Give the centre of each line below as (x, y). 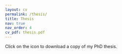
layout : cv (16, 10)
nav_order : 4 (18, 28)
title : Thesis (20, 19)
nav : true (15, 23)
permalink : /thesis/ (26, 14)
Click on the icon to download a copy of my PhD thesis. (61, 46)
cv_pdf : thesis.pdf (25, 32)
